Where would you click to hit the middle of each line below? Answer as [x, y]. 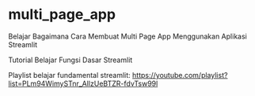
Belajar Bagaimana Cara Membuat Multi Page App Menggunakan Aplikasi [127, 36]
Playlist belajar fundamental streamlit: [69, 75]
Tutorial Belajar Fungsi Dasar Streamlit [70, 60]
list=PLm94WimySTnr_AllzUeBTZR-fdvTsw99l [83, 83]
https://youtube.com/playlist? [180, 75]
